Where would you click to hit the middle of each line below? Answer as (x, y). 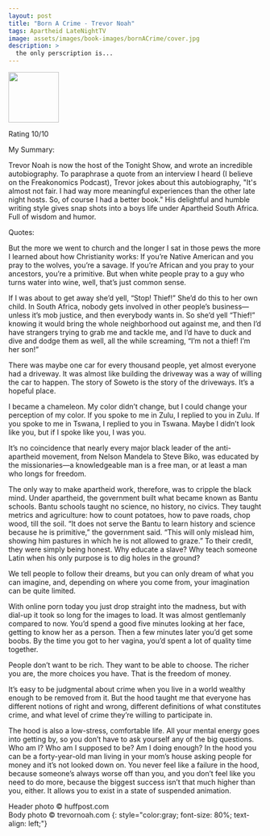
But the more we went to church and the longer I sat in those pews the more (135, 248)
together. (23, 649)
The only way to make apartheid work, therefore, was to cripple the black (130, 489)
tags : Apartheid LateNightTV (57, 31)
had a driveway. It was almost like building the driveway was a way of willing (135, 374)
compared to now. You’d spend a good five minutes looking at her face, (127, 624)
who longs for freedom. (48, 474)
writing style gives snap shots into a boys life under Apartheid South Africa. (134, 208)
